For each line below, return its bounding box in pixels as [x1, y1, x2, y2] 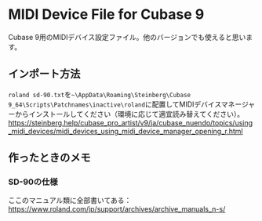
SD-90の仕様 [8, 176, 58, 187]
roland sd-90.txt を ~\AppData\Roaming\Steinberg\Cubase [8, 89, 191, 99]
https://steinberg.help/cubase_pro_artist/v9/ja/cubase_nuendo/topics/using [8, 118, 253, 127]
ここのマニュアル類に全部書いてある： [8, 196, 132, 205]
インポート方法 [8, 67, 81, 81]
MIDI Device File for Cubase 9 [8, 5, 205, 24]
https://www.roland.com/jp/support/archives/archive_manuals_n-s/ [8, 205, 226, 214]
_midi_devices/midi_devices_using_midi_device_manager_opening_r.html [8, 126, 243, 136]
